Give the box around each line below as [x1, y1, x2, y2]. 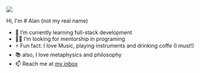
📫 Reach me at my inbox [15, 60, 78, 67]
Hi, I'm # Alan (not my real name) [6, 17, 89, 24]
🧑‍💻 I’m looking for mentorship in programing [15, 36, 126, 42]
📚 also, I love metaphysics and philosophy [15, 51, 122, 58]
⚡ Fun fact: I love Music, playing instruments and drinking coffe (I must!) [15, 42, 195, 49]
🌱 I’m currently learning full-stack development [15, 29, 132, 36]
